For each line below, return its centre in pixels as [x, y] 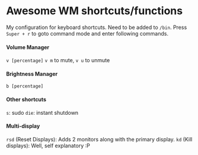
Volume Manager [28, 47]
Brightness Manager [32, 74]
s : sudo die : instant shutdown [42, 112]
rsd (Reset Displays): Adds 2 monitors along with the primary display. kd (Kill [99, 139]
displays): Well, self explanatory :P [48, 146]
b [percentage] [25, 86]
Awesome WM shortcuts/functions [94, 11]
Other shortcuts [26, 99]
